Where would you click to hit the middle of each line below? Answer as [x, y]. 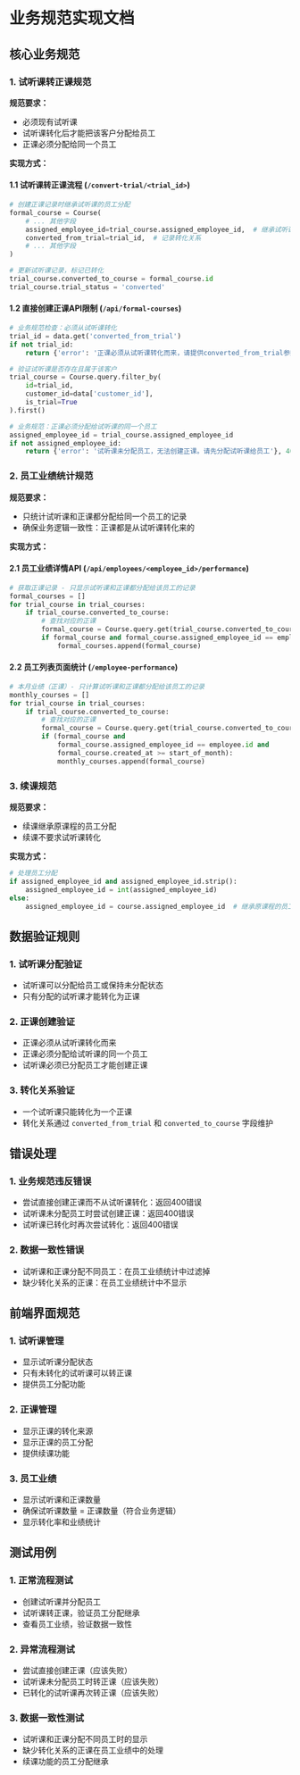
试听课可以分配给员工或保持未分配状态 [92, 985]
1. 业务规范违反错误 [50, 1181]
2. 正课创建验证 [42, 1021]
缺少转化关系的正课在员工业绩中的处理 [92, 1750]
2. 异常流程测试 [42, 1649]
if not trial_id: [42, 345]
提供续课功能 [46, 1453]
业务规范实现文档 [72, 18]
